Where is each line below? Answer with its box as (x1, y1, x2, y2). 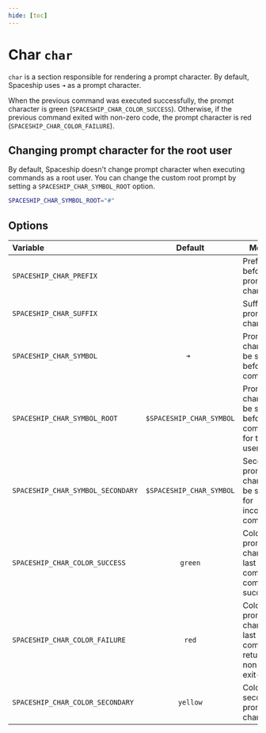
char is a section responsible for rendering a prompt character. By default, (8, 72, 249, 82)
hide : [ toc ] (8, 11, 47, 20)
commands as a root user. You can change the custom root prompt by (8, 173, 237, 183)
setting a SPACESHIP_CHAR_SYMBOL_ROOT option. (8, 181, 156, 191)
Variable (12, 242, 45, 253)
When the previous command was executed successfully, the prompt (8, 96, 234, 105)
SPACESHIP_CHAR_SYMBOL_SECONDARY (12, 486, 139, 496)
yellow (177, 698, 203, 707)
